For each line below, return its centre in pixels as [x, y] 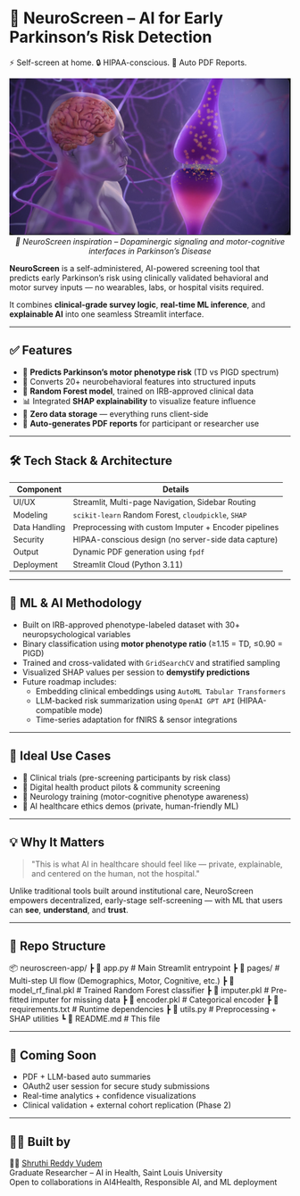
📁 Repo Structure [58, 946]
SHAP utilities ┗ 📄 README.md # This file [85, 1019]
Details [175, 489]
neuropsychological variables [76, 634]
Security [29, 540]
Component [39, 489]
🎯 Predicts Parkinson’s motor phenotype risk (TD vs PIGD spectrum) [150, 372]
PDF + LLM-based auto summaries [87, 1077]
